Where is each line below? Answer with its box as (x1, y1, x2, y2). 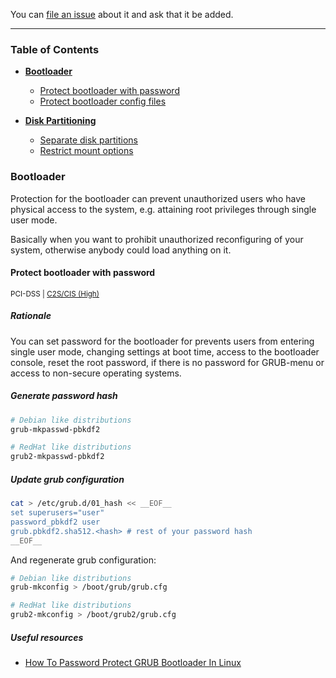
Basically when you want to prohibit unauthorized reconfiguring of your (10, 233, 304, 245)
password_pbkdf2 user (10, 517, 101, 527)
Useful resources (10, 631, 84, 643)
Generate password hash (10, 390, 118, 402)
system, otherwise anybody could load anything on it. (10, 244, 232, 256)
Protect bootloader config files (39, 95, 167, 108)
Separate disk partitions (39, 134, 139, 146)
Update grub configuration (10, 473, 125, 485)
